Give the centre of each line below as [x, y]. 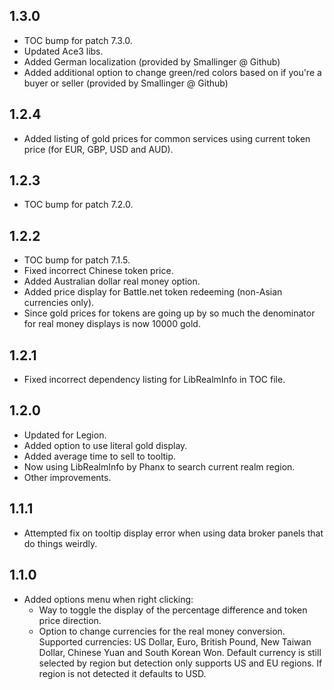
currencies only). [59, 303]
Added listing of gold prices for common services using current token [167, 138]
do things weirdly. [60, 543]
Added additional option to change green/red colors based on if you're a [172, 72]
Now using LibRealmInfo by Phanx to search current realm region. [159, 466]
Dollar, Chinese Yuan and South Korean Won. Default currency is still [180, 652]
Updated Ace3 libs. [63, 51]
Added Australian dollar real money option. [112, 281]
